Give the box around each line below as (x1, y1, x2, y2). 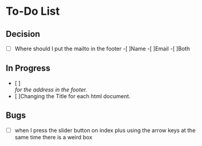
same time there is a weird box (14, 133, 93, 140)
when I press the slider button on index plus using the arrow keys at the (14, 126, 196, 134)
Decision (6, 29, 41, 39)
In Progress (6, 63, 50, 74)
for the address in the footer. (14, 86, 87, 93)
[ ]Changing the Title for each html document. (14, 92, 131, 99)
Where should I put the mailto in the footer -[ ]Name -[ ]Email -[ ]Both (14, 45, 190, 52)
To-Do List (6, 4, 60, 18)
